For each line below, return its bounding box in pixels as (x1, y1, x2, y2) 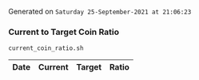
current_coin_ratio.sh (8, 44, 84, 52)
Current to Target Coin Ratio (8, 26, 120, 37)
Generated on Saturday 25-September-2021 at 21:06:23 (8, 7, 192, 16)
